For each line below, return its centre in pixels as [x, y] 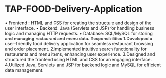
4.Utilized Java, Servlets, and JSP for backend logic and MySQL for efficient [83, 65]
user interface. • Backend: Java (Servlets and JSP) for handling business [80, 28]
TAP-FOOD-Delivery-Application [74, 9]
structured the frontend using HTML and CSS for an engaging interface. [79, 59]
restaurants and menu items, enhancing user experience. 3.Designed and [80, 54]
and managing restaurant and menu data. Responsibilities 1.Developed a [79, 39]
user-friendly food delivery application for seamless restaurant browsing [79, 43]
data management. [24, 70]
